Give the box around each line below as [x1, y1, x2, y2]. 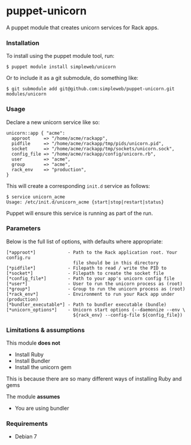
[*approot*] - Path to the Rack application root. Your [6, 249, 178, 255]
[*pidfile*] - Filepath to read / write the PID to [6, 265, 167, 271]
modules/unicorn [6, 91, 47, 97]
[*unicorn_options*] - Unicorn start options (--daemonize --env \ [6, 307, 186, 313]
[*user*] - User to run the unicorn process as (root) [6, 280, 183, 287]
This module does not [6, 339, 61, 347]
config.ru [6, 255, 31, 261]
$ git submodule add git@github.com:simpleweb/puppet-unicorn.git [6, 86, 175, 92]
